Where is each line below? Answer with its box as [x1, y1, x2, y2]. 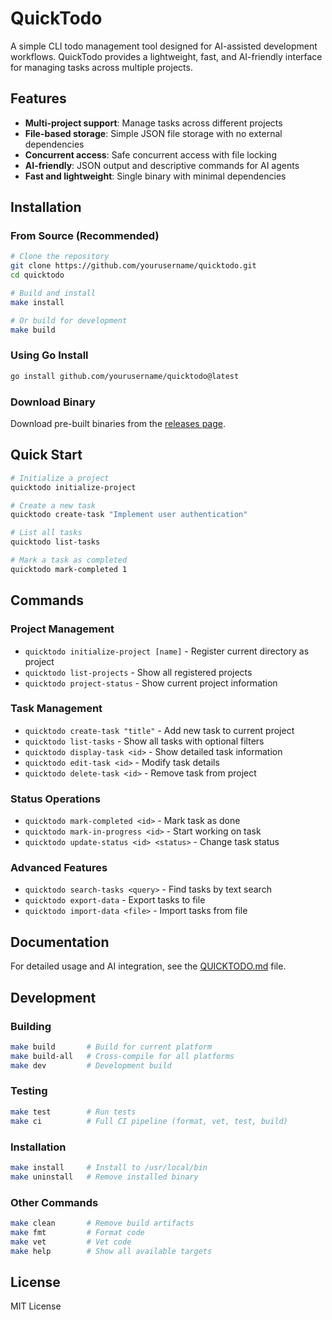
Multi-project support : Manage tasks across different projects [24, 117, 283, 129]
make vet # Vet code [10, 1237, 132, 1247]
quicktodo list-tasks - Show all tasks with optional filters [24, 735, 265, 747]
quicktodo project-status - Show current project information [24, 677, 278, 689]
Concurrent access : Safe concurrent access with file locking [24, 148, 277, 161]
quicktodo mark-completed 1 [10, 564, 128, 574]
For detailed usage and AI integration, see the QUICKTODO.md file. [10, 960, 287, 972]
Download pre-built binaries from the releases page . [10, 418, 226, 430]
